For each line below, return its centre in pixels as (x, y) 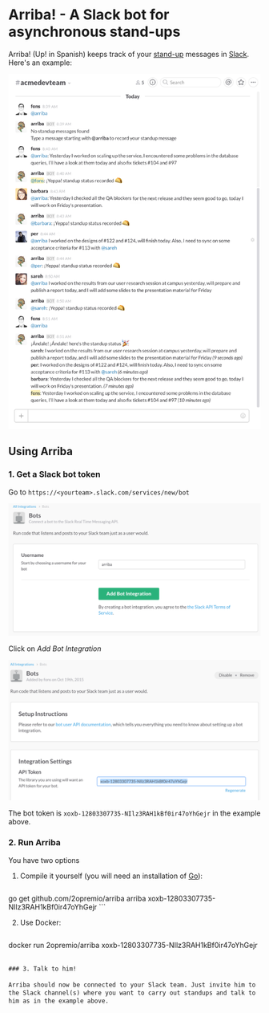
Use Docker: (40, 922)
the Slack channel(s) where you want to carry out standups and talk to (132, 993)
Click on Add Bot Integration (55, 649)
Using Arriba (41, 452)
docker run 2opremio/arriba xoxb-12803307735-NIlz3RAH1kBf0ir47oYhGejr (133, 945)
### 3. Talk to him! (43, 969)
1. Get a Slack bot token (54, 474)
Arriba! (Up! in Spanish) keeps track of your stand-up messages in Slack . (129, 54)
